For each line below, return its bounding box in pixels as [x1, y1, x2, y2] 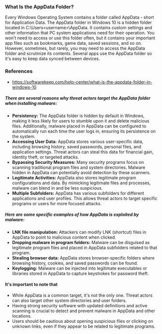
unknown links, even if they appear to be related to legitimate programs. [12, 323, 156, 329]
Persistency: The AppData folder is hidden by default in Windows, [12, 113, 145, 119]
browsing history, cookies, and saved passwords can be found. [12, 260, 138, 266]
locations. [12, 313, 32, 319]
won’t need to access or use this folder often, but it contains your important [5, 35, 156, 41]
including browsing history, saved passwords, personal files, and [12, 143, 141, 149]
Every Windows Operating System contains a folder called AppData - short [5, 15, 154, 20]
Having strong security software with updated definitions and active [12, 302, 147, 308]
